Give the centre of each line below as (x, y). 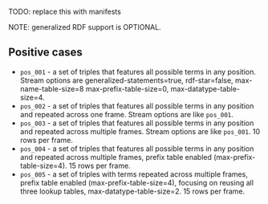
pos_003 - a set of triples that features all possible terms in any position (137, 123)
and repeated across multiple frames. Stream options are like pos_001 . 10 (140, 131)
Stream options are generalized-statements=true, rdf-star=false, (127, 80)
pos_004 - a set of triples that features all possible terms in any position (137, 149)
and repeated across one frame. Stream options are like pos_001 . (127, 114)
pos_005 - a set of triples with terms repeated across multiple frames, (134, 174)
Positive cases (45, 53)
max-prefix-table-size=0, (127, 88)
